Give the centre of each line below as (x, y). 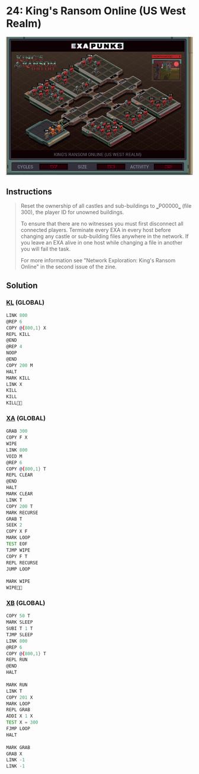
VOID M (14, 456)
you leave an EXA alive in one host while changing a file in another (102, 243)
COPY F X (17, 437)
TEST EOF (17, 544)
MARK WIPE (18, 582)
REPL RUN (17, 660)
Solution (22, 285)
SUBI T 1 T (20, 629)
